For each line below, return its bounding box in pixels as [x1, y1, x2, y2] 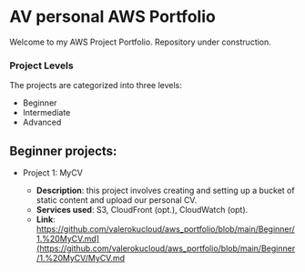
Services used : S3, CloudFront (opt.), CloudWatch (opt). [36, 205, 249, 216]
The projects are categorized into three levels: [9, 80, 182, 91]
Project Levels [9, 59, 75, 72]
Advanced [22, 116, 62, 128]
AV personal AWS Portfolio [9, 6, 216, 27]
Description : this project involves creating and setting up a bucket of [36, 185, 295, 196]
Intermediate [22, 107, 71, 118]
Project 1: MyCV [22, 167, 84, 178]
